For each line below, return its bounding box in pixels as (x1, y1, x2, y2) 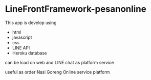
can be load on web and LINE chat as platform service (5, 59, 114, 65)
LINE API (12, 45, 30, 51)
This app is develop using (5, 20, 57, 26)
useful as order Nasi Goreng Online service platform (5, 69, 110, 75)
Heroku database (12, 50, 47, 56)
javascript (12, 34, 32, 40)
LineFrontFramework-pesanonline (5, 3, 147, 15)
